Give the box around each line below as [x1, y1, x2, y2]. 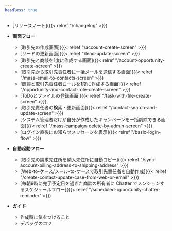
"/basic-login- [131, 129, 161, 135]
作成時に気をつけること [20, 214, 70, 220]
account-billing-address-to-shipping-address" [20, 162, 119, 168]
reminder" [20, 192, 42, 198]
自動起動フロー [12, 145, 44, 151]
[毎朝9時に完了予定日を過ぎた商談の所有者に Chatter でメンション [20, 180, 161, 186]
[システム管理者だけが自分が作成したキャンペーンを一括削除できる [20, 116, 162, 122]
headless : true [5, 7, 38, 13]
